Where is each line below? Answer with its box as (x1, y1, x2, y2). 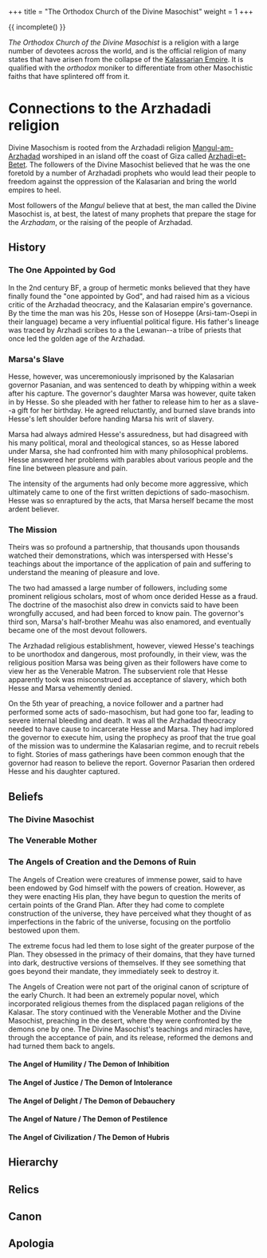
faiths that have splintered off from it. (8, 72, 130, 81)
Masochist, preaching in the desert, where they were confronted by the (8, 1015, 242, 1025)
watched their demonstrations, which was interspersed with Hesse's (8, 550, 234, 561)
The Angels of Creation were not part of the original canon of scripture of (8, 981, 249, 992)
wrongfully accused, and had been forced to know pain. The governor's (8, 609, 245, 618)
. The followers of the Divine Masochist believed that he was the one (25, 160, 251, 169)
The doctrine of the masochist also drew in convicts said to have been (8, 600, 239, 609)
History (8, 241, 46, 254)
